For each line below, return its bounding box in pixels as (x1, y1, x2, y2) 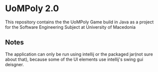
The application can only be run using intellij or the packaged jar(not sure (5, 51, 153, 57)
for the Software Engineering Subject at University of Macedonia (5, 24, 136, 30)
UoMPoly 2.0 (5, 3, 59, 14)
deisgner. (5, 61, 24, 67)
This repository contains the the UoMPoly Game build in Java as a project (5, 19, 154, 25)
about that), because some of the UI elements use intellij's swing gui (5, 56, 143, 62)
